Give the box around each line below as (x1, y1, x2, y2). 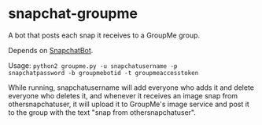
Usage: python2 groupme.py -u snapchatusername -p (8, 60, 178, 70)
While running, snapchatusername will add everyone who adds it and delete (8, 83, 254, 92)
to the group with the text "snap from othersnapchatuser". (8, 107, 197, 117)
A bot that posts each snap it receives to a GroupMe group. (8, 30, 201, 40)
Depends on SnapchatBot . (8, 45, 94, 55)
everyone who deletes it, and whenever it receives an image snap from (8, 91, 238, 100)
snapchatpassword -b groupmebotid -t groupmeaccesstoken (8, 69, 199, 77)
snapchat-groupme (8, 5, 138, 23)
